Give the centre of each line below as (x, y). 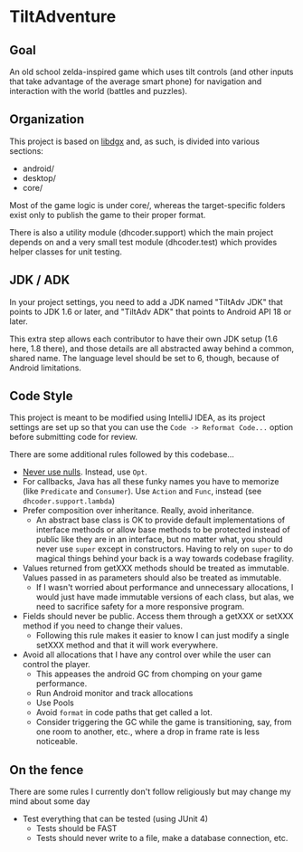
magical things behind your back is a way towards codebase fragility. (165, 559)
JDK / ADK (40, 280)
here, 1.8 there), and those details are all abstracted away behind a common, (152, 348)
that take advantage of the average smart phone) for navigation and (136, 81)
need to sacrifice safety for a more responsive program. (140, 607)
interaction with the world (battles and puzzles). (99, 91)
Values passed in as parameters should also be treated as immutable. (152, 578)
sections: (26, 150)
